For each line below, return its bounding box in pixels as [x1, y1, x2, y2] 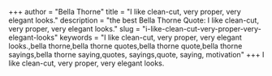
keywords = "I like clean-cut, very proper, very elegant [59, 32, 242, 42]
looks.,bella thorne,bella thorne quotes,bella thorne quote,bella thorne [8, 41, 243, 51]
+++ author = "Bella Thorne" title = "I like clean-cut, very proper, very [8, 7, 241, 16]
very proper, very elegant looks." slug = [8, 24, 140, 33]
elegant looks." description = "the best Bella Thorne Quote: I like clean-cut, [8, 15, 260, 25]
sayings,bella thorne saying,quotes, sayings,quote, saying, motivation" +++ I [8, 50, 265, 59]
